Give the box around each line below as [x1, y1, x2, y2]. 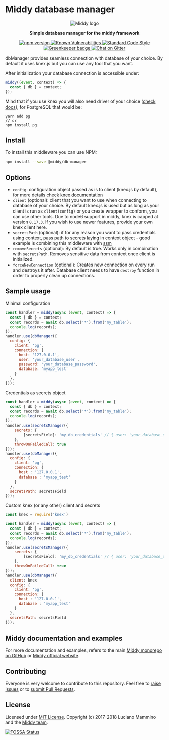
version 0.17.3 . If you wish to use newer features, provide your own [12, 219, 153, 225]
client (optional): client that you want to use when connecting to [12, 197, 147, 203]
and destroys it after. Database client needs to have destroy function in [12, 267, 160, 273]
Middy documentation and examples [5, 633, 123, 642]
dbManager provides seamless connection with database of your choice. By [5, 55, 163, 61]
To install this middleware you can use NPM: [5, 149, 97, 155]
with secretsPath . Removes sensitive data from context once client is [12, 251, 156, 257]
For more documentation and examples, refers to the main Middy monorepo [5, 647, 162, 653]
